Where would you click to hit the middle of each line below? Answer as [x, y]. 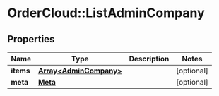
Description [149, 59]
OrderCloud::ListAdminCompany [106, 13]
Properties [31, 39]
